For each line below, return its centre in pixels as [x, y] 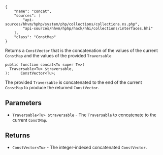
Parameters [23, 103]
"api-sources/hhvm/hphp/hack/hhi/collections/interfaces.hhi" [88, 28]
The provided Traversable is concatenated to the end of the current [74, 82]
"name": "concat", [33, 11]
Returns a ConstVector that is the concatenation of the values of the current [81, 51]
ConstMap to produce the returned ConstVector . [52, 88]
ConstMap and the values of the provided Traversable [58, 56]
